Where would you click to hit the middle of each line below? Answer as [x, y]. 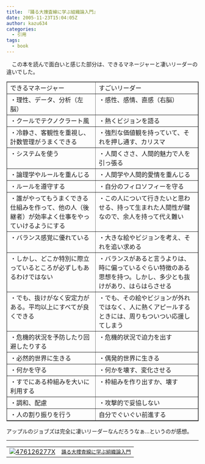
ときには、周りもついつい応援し [144, 316]
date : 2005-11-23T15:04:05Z [42, 18]
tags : [13, 40]
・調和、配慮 [29, 402]
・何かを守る [29, 370]
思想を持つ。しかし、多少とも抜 [144, 277]
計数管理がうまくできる [44, 142]
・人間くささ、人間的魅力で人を [145, 153]
